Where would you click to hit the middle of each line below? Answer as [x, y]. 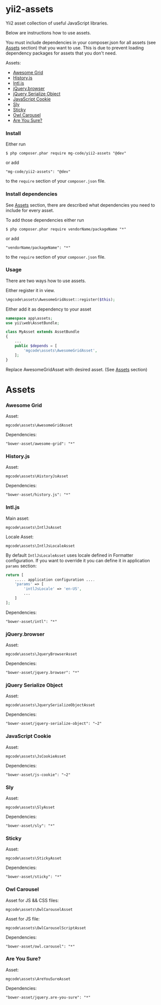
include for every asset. [30, 210]
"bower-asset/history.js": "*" [38, 495]
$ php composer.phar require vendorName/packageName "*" [66, 229]
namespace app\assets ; [29, 318]
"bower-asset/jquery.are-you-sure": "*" [48, 997]
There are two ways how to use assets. [46, 281]
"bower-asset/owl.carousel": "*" [40, 946]
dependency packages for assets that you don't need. [61, 53]
